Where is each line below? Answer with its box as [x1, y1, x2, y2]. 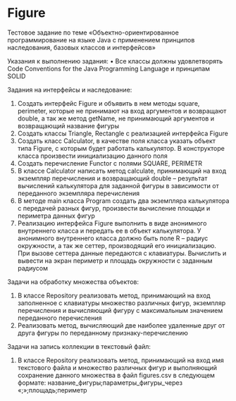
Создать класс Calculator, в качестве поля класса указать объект [17, 136, 216, 145]
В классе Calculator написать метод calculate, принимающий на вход [17, 166, 227, 175]
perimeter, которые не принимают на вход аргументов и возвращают [17, 106, 227, 115]
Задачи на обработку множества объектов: [7, 277, 139, 286]
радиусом [17, 264, 48, 272]
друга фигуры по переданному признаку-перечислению [17, 328, 189, 337]
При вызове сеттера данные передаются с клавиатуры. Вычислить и [17, 249, 227, 257]
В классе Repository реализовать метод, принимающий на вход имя [17, 356, 224, 364]
